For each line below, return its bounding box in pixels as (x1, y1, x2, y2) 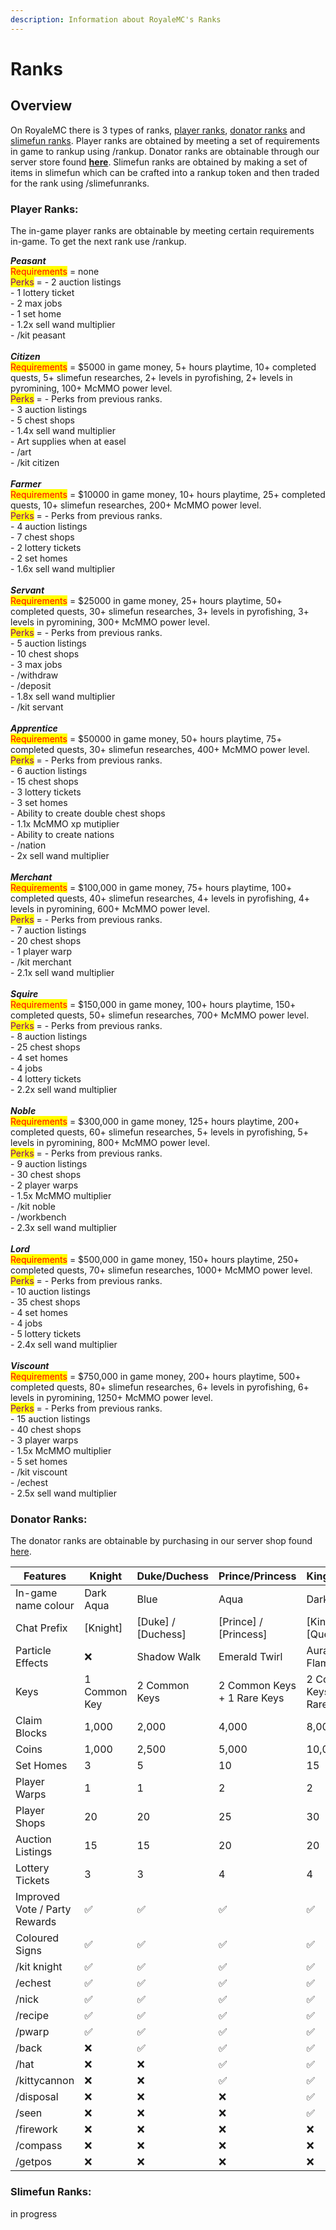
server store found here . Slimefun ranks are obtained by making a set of (10, 156, 308, 168)
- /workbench (10, 1211, 67, 1223)
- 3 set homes (10, 796, 68, 808)
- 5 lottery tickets (10, 1327, 82, 1340)
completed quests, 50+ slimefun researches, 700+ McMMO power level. (10, 1009, 310, 1021)
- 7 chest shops (10, 531, 75, 543)
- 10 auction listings (10, 1285, 91, 1297)
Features (23, 1569, 67, 1583)
